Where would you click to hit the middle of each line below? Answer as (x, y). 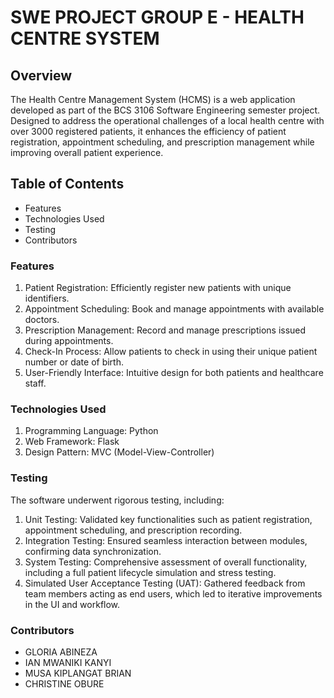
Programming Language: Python (91, 431)
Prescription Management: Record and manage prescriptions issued (165, 330)
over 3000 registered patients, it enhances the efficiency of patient (148, 131)
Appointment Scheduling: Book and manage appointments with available (174, 309)
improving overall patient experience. (87, 152)
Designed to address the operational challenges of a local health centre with (167, 120)
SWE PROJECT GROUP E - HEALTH (157, 17)
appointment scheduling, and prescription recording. (133, 530)
